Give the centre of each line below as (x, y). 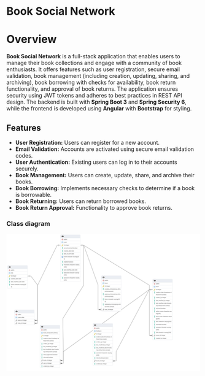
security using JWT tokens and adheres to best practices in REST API (94, 96)
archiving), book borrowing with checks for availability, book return (91, 82)
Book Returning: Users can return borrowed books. (80, 201)
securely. (27, 168)
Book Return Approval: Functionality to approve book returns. (94, 207)
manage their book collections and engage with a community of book (94, 63)
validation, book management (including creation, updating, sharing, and (98, 76)
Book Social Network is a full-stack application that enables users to (93, 56)
